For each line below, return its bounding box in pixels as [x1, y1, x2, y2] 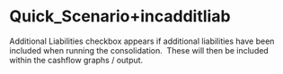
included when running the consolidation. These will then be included [9, 45, 270, 55]
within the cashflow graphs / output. [9, 54, 144, 65]
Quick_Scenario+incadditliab [9, 6, 231, 27]
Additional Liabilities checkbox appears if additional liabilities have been [9, 36, 275, 46]
